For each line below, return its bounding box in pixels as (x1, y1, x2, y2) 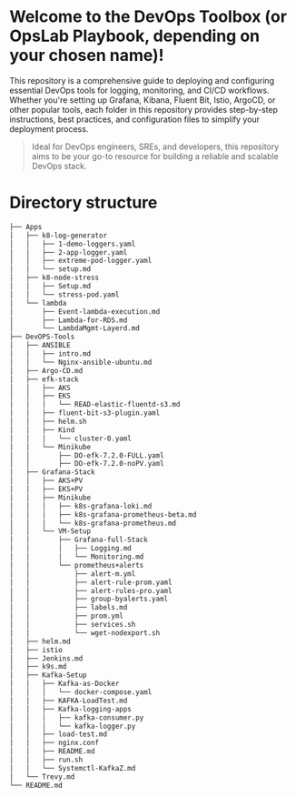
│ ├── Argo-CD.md (9, 366, 84, 375)
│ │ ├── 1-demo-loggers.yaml (9, 239, 136, 248)
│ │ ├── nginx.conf (9, 739, 100, 748)
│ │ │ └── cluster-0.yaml (9, 434, 132, 443)
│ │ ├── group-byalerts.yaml (9, 594, 169, 604)
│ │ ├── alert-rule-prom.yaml (9, 578, 173, 587)
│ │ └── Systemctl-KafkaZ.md (9, 763, 136, 772)
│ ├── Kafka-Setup (9, 671, 88, 680)
